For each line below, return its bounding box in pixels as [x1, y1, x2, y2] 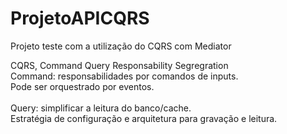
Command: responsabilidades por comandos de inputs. [10, 70, 239, 82]
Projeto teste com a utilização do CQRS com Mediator [10, 40, 232, 52]
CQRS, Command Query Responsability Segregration [10, 59, 229, 71]
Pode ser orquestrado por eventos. [10, 80, 155, 92]
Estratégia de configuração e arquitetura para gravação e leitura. [10, 112, 278, 124]
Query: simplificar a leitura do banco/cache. [10, 102, 192, 114]
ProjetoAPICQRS [10, 7, 150, 30]
